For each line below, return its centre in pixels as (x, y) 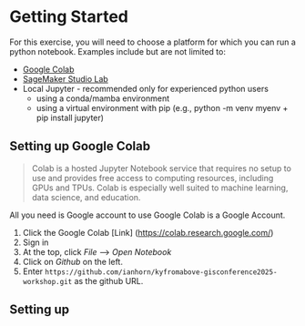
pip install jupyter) (70, 117)
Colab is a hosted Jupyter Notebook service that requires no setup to (161, 168)
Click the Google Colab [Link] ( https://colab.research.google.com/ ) (148, 232)
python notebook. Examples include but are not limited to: (117, 51)
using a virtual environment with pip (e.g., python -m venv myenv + (162, 107)
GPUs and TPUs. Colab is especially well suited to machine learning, (160, 188)
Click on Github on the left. (72, 261)
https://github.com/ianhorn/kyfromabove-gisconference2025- (161, 272)
